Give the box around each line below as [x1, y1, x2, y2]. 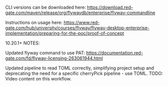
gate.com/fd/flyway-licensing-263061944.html [5, 55, 103, 61]
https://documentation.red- [86, 50, 143, 56]
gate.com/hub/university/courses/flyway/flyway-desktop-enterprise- [5, 25, 150, 31]
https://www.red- [63, 20, 100, 25]
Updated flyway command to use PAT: [5, 50, 85, 56]
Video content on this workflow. [5, 76, 72, 81]
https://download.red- [87, 5, 133, 10]
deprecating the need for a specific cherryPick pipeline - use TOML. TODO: [5, 70, 163, 76]
